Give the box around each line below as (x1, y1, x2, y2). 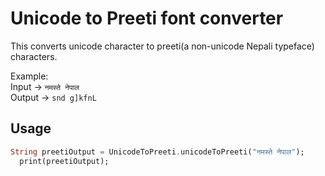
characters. (10, 50, 58, 62)
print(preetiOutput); (19, 156, 110, 166)
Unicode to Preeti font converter (10, 7, 284, 30)
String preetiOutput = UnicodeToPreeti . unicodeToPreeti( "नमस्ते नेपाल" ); (10, 147, 305, 157)
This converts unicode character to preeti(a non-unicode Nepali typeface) (10, 40, 315, 52)
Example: (10, 70, 49, 82)
